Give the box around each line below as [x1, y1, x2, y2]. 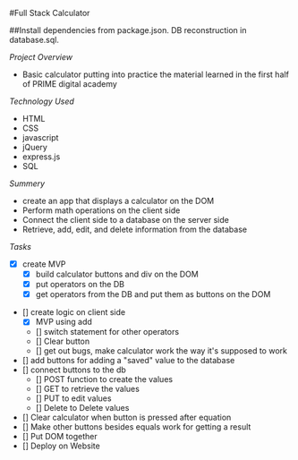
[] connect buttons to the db [21, 364, 127, 375]
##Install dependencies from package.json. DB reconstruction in [9, 25, 247, 35]
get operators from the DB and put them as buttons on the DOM [35, 289, 271, 300]
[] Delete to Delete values [35, 403, 130, 413]
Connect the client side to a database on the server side [21, 215, 230, 225]
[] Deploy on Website [21, 440, 100, 451]
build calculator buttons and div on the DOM [35, 268, 199, 280]
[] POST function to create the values [35, 374, 173, 385]
